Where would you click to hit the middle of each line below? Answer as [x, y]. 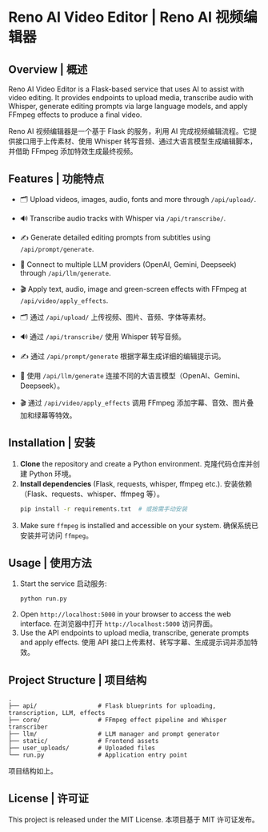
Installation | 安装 [52, 443]
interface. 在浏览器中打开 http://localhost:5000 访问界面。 [118, 624]
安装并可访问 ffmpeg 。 [56, 535]
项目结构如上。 [33, 771]
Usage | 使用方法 [50, 563]
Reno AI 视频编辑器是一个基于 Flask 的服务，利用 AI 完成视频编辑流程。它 [129, 131]
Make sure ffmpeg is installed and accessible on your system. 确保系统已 [139, 525]
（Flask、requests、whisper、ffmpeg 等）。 [92, 494]
